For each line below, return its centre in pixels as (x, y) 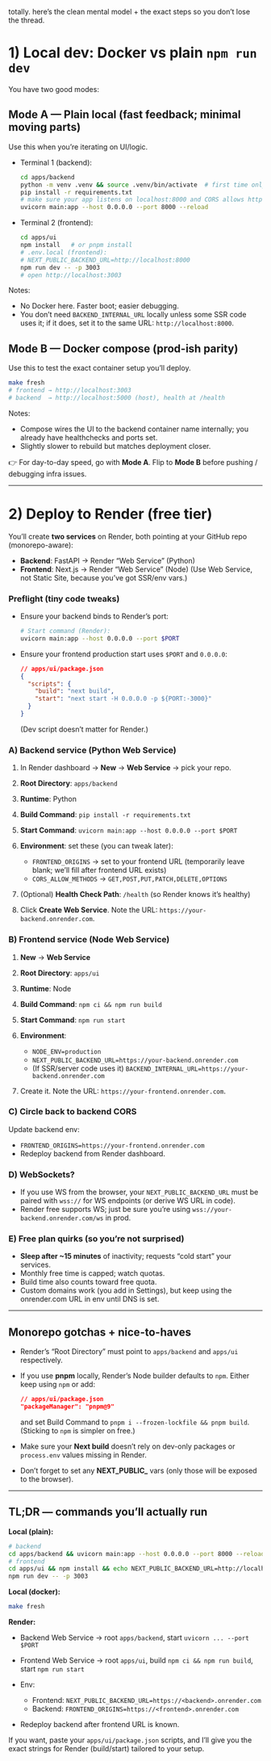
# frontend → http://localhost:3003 (70, 391)
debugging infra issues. (48, 474)
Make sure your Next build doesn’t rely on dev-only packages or (127, 1446)
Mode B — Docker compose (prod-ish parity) (123, 348)
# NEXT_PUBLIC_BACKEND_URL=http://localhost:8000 (105, 260)
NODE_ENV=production (67, 1052)
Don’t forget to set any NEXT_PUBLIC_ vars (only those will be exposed (138, 1470)
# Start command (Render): (65, 631)
